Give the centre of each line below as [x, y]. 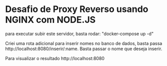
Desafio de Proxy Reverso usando [77, 9]
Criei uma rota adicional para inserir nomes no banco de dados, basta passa [84, 43]
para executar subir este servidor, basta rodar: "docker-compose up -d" [79, 33]
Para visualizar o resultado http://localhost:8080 [55, 58]
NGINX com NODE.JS [50, 20]
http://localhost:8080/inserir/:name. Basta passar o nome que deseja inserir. [84, 48]
